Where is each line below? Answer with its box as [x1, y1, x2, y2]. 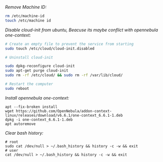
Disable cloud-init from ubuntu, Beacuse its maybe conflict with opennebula [5, 27, 158, 33]
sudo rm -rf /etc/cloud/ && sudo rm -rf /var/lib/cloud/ [5, 73, 123, 78]
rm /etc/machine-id [5, 14, 45, 19]
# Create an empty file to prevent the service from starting [5, 41, 134, 46]
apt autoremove [5, 121, 36, 126]
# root [5, 139, 18, 144]
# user [5, 148, 18, 153]
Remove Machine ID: [5, 4, 47, 10]
